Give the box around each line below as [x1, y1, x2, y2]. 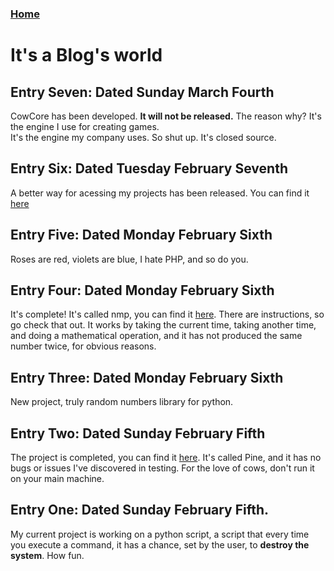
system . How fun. [10, 549, 85, 561]
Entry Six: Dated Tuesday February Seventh [10, 160, 288, 177]
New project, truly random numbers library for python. [10, 396, 234, 408]
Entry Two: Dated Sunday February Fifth [10, 425, 266, 442]
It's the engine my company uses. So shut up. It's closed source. [10, 131, 277, 143]
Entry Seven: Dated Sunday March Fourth [10, 83, 275, 101]
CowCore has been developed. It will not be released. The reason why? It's [10, 110, 322, 122]
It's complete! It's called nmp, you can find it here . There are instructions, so [10, 308, 325, 321]
